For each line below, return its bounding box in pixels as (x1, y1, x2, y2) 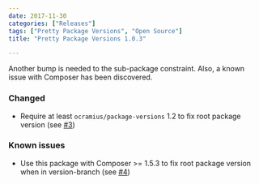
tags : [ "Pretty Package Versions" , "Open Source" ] (8, 27, 183, 35)
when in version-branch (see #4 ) (19, 167, 131, 177)
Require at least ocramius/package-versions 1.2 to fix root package (19, 111, 241, 121)
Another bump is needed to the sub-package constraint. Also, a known (8, 64, 245, 74)
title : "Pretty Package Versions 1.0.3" (8, 34, 147, 43)
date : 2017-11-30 (8, 11, 67, 20)
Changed (8, 92, 46, 104)
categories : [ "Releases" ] (8, 19, 96, 28)
